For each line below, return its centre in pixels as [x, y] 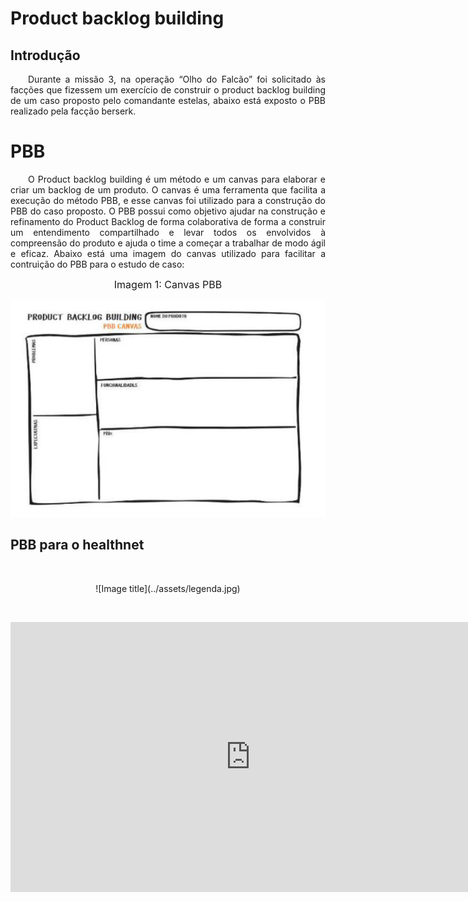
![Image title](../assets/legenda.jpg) [168, 588]
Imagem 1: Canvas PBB [168, 284]
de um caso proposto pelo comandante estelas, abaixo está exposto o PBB [168, 100]
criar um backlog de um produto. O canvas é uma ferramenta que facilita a [168, 189]
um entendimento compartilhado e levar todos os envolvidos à [168, 232]
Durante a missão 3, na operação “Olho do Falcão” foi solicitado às [177, 79]
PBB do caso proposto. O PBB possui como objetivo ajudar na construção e [168, 211]
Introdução [45, 55]
